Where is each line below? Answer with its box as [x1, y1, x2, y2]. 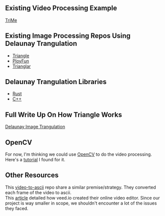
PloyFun [12, 58, 29, 64]
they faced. [5, 205, 29, 211]
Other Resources [5, 171, 59, 180]
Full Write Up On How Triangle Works [5, 110, 122, 119]
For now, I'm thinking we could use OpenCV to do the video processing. [5, 151, 153, 157]
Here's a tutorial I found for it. [5, 157, 66, 163]
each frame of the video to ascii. [5, 189, 72, 196]
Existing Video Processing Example [5, 4, 117, 12]
